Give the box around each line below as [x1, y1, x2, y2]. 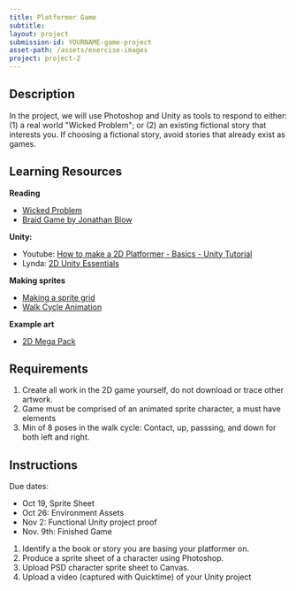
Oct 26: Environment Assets [21, 508, 125, 518]
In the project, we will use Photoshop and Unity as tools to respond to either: [9, 110, 287, 120]
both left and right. [21, 432, 90, 442]
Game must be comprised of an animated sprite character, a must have [21, 403, 281, 414]
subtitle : [9, 21, 46, 30]
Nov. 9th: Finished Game [21, 526, 112, 537]
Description [9, 87, 75, 102]
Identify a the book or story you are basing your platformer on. [21, 543, 250, 554]
